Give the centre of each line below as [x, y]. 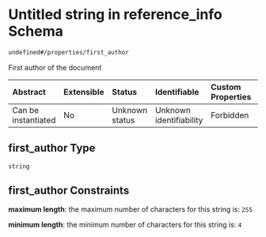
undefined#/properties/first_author [68, 52]
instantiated [34, 120]
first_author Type [52, 148]
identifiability [179, 120]
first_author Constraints [69, 191]
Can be [26, 110]
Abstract [29, 92]
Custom [226, 87]
